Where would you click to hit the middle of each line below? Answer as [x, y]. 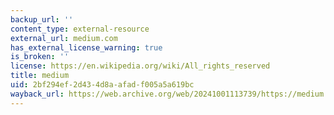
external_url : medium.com [64, 38]
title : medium [40, 76]
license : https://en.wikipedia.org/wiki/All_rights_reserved [140, 66]
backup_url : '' [42, 19]
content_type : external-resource [80, 29]
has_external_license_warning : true [86, 47]
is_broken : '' [40, 57]
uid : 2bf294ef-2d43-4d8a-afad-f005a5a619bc [102, 85]
